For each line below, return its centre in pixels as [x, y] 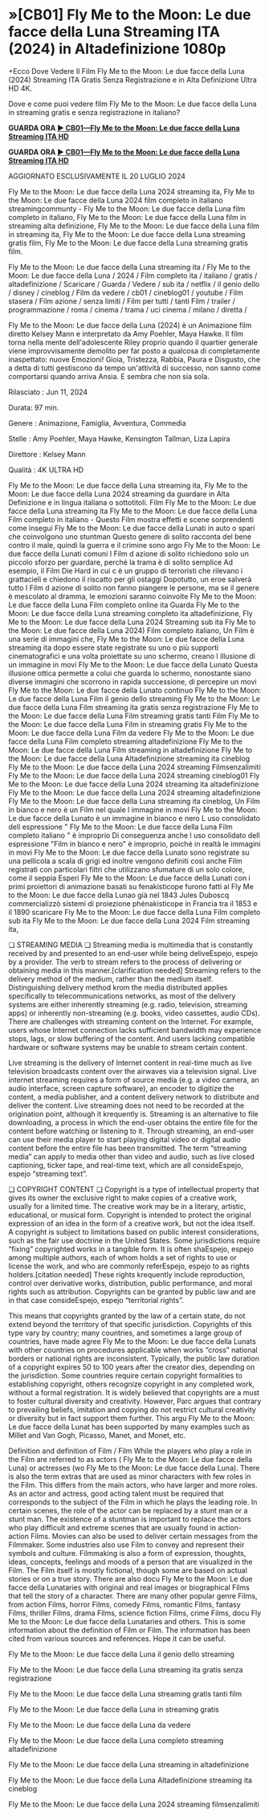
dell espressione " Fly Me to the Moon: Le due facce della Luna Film [120, 827]
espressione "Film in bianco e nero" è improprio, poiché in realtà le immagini [134, 843]
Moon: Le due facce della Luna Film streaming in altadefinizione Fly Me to [130, 749]
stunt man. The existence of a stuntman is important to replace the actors [130, 1519]
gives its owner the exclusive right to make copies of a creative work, [123, 1198]
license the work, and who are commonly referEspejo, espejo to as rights [129, 1266]
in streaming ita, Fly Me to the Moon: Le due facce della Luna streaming [127, 234]
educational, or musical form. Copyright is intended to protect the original [130, 1215]
